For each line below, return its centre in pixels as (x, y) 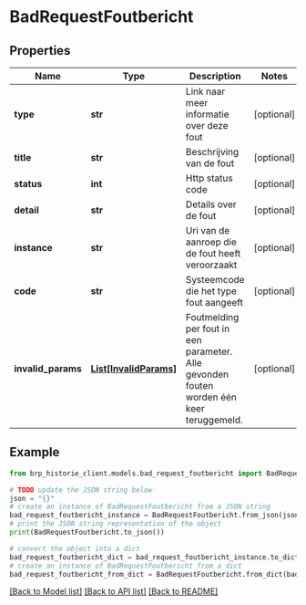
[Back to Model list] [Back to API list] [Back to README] (114, 591)
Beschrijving (212, 152)
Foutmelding (212, 317)
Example (35, 452)
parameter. (209, 351)
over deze (207, 125)
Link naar (205, 91)
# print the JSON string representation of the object (116, 524)
